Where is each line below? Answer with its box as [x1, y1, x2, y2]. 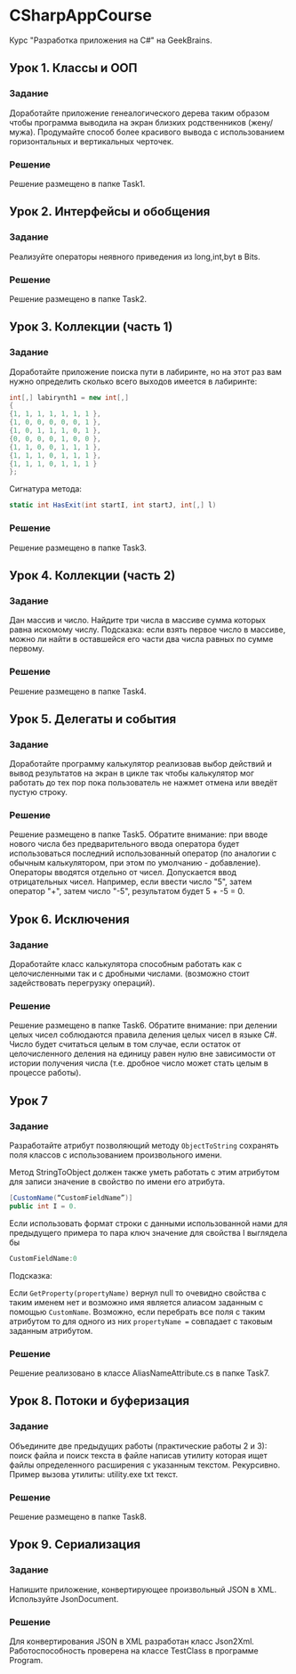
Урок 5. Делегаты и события [9, 711, 177, 727]
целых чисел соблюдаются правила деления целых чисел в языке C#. [9, 1029, 277, 1040]
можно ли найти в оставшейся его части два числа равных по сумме [9, 634, 274, 645]
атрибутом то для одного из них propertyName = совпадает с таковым [9, 1315, 273, 1327]
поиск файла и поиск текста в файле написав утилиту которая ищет [9, 1450, 268, 1460]
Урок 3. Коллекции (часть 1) [9, 320, 173, 335]
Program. [9, 1655, 44, 1666]
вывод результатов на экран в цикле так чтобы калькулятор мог [9, 768, 255, 779]
